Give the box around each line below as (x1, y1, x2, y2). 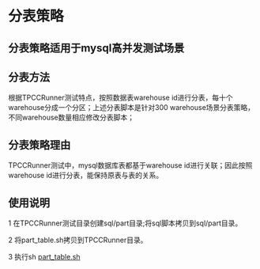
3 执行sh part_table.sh (8, 252, 81, 262)
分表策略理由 (8, 138, 71, 151)
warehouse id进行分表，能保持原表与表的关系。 (8, 171, 164, 180)
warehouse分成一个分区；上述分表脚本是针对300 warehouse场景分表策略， (8, 103, 255, 112)
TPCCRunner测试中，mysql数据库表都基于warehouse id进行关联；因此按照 (8, 161, 253, 170)
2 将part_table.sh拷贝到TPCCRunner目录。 (8, 235, 148, 245)
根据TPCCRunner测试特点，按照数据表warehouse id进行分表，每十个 (8, 93, 233, 103)
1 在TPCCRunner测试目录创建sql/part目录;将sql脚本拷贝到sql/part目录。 (8, 218, 243, 228)
